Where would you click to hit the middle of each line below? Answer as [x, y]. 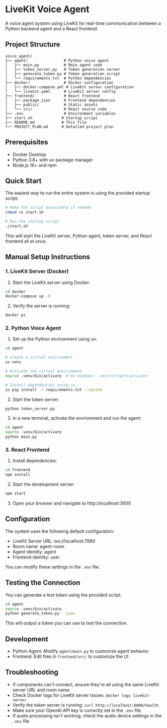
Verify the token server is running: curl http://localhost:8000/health [86, 705]
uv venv [13, 362]
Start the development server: [44, 484]
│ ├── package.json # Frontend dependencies [60, 100]
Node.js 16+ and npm [34, 165]
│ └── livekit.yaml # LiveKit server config [60, 91]
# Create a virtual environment [39, 357]
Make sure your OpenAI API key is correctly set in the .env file [77, 710]
